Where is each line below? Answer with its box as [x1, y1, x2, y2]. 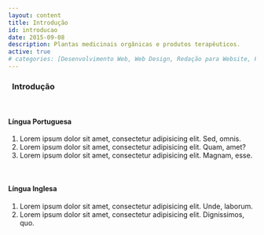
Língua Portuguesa [8, 117, 72, 126]
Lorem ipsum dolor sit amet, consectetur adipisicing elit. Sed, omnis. [19, 134, 241, 143]
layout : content [8, 11, 61, 20]
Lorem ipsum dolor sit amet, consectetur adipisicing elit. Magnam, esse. [19, 150, 253, 161]
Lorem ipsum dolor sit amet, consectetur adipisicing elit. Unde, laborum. [19, 201, 254, 211]
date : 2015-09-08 [8, 33, 65, 42]
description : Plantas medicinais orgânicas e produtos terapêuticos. [8, 41, 241, 49]
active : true [8, 48, 51, 56]
